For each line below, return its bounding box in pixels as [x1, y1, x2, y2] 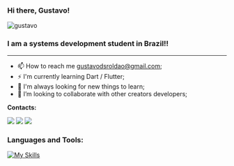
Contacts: [7, 103, 37, 112]
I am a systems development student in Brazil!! [7, 39, 169, 49]
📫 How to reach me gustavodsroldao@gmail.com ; [17, 61, 162, 70]
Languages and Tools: [7, 135, 84, 144]
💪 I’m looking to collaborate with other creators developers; [17, 89, 188, 98]
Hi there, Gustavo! [7, 6, 70, 15]
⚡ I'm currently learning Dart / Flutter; [17, 72, 125, 80]
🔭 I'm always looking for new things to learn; [17, 82, 145, 91]
